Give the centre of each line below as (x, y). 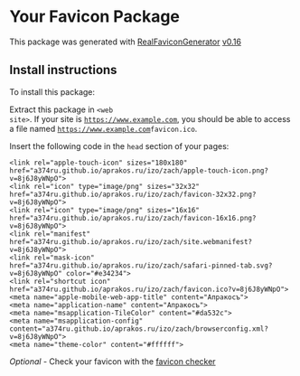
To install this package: (52, 91)
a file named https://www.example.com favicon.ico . (103, 128)
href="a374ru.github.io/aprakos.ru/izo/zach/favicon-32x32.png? (133, 194)
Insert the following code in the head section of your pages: (119, 146)
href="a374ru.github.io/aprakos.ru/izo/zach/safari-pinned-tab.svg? (141, 265)
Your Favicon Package (95, 17)
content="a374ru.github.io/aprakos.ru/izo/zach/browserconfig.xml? (139, 329)
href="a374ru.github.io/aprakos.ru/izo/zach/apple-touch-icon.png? (139, 170)
